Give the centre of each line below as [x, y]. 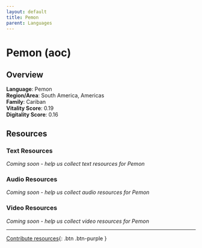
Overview [25, 75]
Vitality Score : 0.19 [30, 108]
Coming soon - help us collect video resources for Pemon [78, 221]
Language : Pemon [29, 89]
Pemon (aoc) [39, 53]
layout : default [26, 12]
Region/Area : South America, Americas [55, 95]
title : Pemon [23, 17]
